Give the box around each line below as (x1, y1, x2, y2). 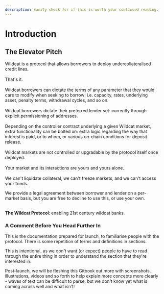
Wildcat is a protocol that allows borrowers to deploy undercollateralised (5, 61, 151, 67)
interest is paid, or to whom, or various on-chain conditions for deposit (5, 133, 148, 140)
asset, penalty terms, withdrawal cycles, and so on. (5, 97, 109, 103)
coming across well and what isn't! (5, 283, 75, 289)
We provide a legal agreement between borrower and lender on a (5, 190, 137, 196)
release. (5, 139, 22, 145)
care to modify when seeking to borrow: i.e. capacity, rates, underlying (5, 92, 148, 98)
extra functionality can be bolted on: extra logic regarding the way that (5, 128, 148, 134)
